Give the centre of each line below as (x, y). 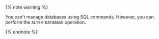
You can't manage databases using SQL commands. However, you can (79, 17)
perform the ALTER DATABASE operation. (46, 22)
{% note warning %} (27, 7)
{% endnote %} (22, 32)
